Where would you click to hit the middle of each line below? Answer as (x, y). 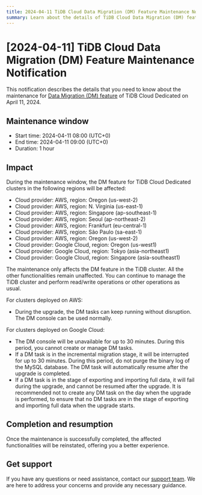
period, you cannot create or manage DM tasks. (74, 348)
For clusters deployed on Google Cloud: (56, 330)
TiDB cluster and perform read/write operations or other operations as (93, 282)
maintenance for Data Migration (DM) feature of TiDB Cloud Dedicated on (97, 96)
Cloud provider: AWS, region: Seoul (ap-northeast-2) (80, 219)
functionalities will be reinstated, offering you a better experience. (88, 445)
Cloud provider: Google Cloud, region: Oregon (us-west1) (86, 245)
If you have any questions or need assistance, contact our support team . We (101, 479)
